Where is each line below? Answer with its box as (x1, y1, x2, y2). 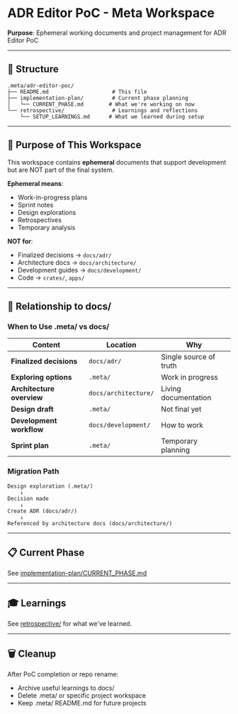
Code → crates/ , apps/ (17, 273, 85, 282)
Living (161, 384, 182, 394)
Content (32, 340, 61, 350)
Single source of (161, 352, 216, 362)
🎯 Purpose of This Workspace (7, 139, 142, 151)
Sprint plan (11, 441, 50, 451)
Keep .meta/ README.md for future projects (17, 698, 147, 707)
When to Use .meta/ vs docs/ (7, 322, 110, 331)
